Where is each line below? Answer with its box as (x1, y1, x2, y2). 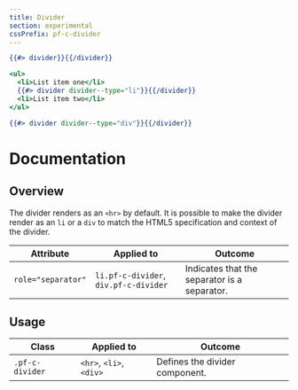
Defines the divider (156, 355, 236, 368)
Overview (9, 183, 65, 199)
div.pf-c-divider (94, 280, 169, 290)
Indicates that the (184, 262, 258, 275)
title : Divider (9, 12, 66, 22)
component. (156, 367, 207, 379)
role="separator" (13, 274, 87, 285)
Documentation (9, 148, 127, 168)
